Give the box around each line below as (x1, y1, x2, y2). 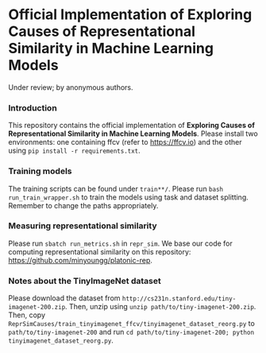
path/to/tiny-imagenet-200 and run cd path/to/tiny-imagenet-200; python (8, 328, 255, 337)
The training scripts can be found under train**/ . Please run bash (8, 184, 224, 193)
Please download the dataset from (8, 293, 121, 303)
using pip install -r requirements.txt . (8, 145, 141, 156)
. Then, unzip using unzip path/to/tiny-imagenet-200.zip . (64, 302, 256, 312)
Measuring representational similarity (8, 220, 157, 231)
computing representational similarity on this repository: (8, 246, 191, 256)
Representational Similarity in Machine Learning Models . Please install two (8, 129, 258, 138)
